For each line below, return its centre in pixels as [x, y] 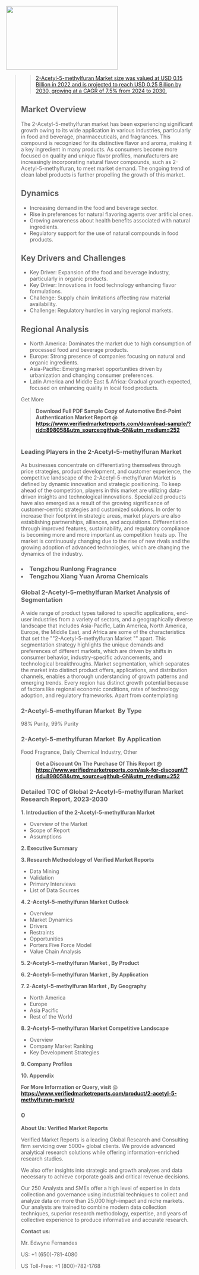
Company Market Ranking [61, 1046]
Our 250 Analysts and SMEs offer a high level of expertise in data [100, 1188]
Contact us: [35, 1231]
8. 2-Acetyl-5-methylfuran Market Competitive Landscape [95, 1028]
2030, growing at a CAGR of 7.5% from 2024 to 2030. [101, 91]
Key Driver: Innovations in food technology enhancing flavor [103, 285]
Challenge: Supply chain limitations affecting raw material [100, 298]
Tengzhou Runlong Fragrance [73, 569]
